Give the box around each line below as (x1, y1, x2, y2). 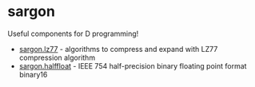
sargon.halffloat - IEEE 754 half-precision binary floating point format (18, 61, 247, 70)
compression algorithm (18, 53, 96, 62)
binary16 (18, 69, 48, 79)
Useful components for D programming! (7, 29, 139, 38)
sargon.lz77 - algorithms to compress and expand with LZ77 (18, 44, 218, 53)
